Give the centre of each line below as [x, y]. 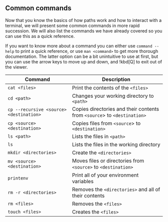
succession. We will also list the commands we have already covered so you [84, 31]
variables [83, 181]
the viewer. [16, 67]
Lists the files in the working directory [116, 144]
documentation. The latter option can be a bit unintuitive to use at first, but [82, 56]
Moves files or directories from [108, 161]
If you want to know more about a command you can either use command [79, 46]
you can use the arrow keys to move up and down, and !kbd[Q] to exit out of [84, 61]
